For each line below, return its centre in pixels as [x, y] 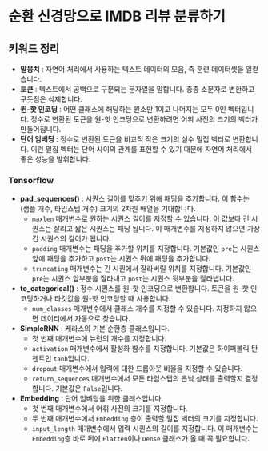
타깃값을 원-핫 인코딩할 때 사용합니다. [113, 299]
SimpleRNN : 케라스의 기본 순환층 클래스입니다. [94, 329]
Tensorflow [31, 180]
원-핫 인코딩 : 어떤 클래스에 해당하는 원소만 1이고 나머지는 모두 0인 [123, 109]
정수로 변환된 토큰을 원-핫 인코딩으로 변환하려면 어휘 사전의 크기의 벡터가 [144, 119]
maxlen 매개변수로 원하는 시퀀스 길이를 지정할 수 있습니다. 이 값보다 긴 [140, 219]
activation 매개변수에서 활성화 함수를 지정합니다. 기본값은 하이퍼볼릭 [140, 349]
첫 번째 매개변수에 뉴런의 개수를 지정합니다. [99, 339]
